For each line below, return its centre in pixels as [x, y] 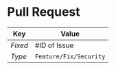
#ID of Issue [54, 45]
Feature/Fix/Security [70, 56]
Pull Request [44, 12]
